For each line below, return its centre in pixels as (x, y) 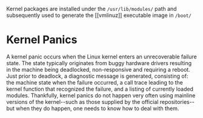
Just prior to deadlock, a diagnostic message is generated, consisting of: (97, 76)
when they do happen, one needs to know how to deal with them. (98, 108)
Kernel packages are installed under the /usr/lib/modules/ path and (92, 9)
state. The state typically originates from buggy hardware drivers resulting (99, 63)
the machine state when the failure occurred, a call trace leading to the (95, 82)
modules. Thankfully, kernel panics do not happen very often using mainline (101, 95)
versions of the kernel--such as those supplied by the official (82, 102)
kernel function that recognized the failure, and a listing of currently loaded (100, 89)
